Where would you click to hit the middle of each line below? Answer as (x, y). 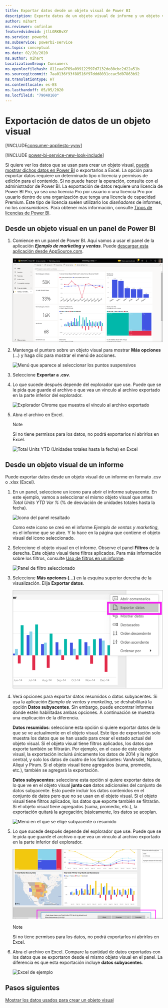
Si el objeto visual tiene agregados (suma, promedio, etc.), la (75, 806)
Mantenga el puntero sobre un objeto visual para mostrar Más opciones (86, 350)
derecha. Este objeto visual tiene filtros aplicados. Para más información (87, 553)
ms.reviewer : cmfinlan (29, 27)
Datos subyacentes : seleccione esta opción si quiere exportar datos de (86, 780)
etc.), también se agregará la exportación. (55, 770)
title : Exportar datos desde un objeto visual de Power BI (68, 11)
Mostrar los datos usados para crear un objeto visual (59, 1000)
